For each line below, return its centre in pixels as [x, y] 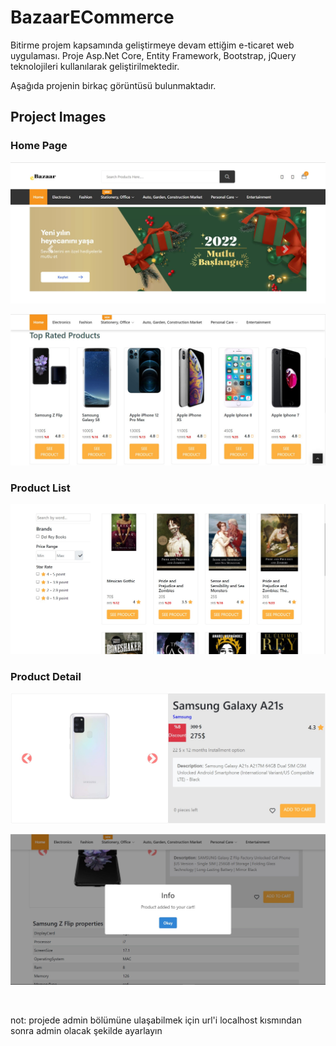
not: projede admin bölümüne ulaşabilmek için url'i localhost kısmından [156, 1020]
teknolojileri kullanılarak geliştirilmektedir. [95, 66]
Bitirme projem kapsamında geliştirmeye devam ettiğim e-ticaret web [152, 45]
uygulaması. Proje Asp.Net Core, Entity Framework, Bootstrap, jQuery [153, 55]
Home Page [39, 146]
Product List [40, 488]
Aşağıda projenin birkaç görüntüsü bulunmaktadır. [113, 85]
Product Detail [46, 676]
